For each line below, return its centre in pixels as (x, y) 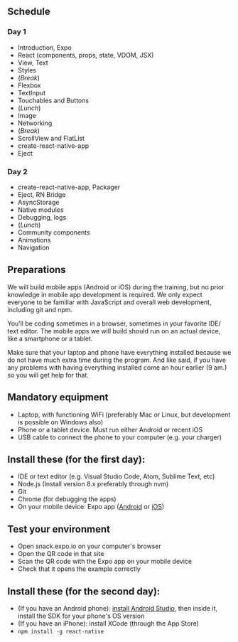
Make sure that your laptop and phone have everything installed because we (119, 352)
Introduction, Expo (45, 47)
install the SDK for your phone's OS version (81, 616)
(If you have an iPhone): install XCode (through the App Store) (108, 624)
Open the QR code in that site (61, 554)
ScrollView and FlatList (51, 138)
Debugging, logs (42, 217)
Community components (54, 232)
